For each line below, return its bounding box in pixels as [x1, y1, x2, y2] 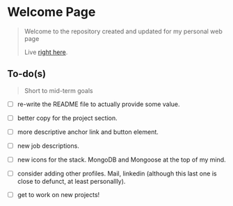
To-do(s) [7, 68, 47, 80]
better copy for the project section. [17, 114, 118, 122]
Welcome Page [7, 4, 96, 20]
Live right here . [24, 48, 68, 56]
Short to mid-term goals [24, 86, 93, 94]
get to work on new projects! [17, 191, 100, 199]
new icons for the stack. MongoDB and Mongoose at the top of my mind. [17, 155, 226, 164]
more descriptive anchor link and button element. [17, 128, 159, 136]
